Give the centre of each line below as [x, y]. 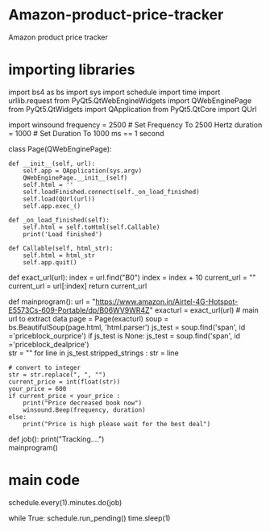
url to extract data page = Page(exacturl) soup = [89, 318]
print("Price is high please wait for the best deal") [117, 424]
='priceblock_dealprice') [49, 344]
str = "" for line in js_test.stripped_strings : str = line [93, 353]
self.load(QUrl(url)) [59, 199]
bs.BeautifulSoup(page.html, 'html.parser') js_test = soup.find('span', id [127, 327]
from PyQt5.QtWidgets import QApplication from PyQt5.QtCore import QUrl [133, 109]
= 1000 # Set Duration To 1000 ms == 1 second [86, 133]
